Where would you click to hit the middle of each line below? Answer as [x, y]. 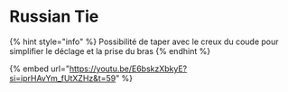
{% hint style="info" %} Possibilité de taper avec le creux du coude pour [144, 41]
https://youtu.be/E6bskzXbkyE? [128, 69]
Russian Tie [54, 17]
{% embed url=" [40, 69]
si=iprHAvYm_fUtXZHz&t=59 [63, 78]
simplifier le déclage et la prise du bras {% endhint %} [110, 51]
